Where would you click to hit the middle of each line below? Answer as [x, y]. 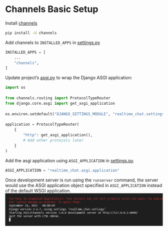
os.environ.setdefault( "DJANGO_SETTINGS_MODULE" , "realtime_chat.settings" [86, 114]
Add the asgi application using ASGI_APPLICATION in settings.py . [70, 160]
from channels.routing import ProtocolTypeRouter [58, 98]
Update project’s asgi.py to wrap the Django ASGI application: [69, 78]
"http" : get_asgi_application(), [58, 135]
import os [15, 88]
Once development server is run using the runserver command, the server [82, 180]
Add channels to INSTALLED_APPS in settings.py [53, 42]
